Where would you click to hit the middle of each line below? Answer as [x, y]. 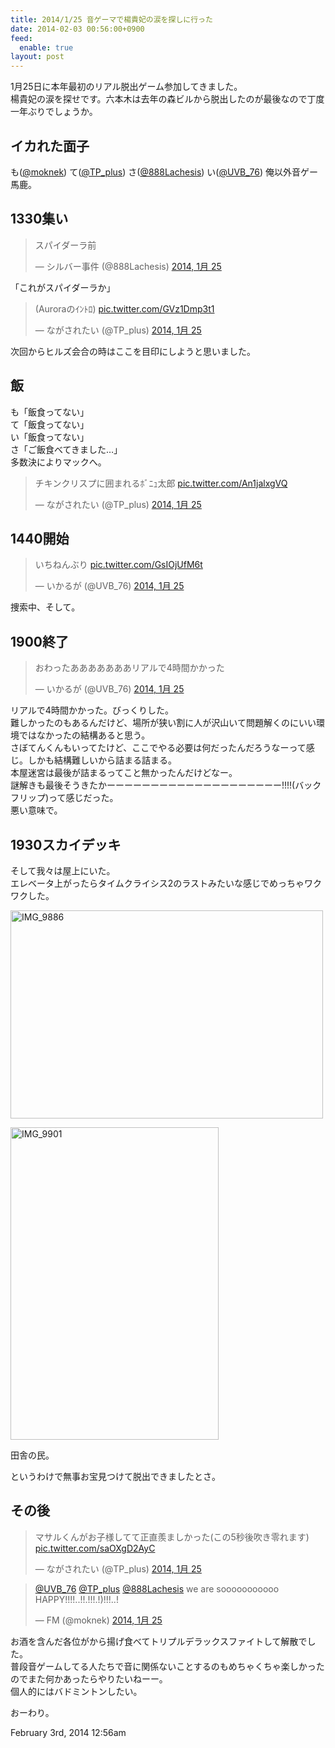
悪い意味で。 [36, 810]
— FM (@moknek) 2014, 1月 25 [98, 1620]
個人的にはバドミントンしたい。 [76, 1691]
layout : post [37, 57]
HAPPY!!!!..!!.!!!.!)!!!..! [76, 1599]
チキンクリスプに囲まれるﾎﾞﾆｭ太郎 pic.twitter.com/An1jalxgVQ [161, 483]
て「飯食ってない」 [50, 424]
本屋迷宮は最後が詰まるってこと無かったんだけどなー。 [124, 773]
